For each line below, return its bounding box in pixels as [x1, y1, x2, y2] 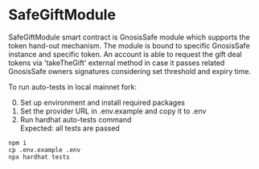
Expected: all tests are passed [19, 123, 121, 133]
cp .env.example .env [8, 146, 81, 154]
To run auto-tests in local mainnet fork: [8, 82, 138, 92]
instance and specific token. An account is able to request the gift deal [8, 49, 243, 59]
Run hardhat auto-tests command [19, 114, 132, 124]
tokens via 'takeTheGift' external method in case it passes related [8, 58, 225, 68]
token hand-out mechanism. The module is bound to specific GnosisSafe [8, 40, 251, 50]
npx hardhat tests [8, 153, 70, 161]
